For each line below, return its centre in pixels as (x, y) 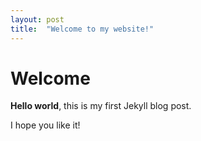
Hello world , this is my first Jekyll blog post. (101, 106)
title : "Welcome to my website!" (82, 29)
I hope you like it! (45, 125)
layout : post (37, 19)
